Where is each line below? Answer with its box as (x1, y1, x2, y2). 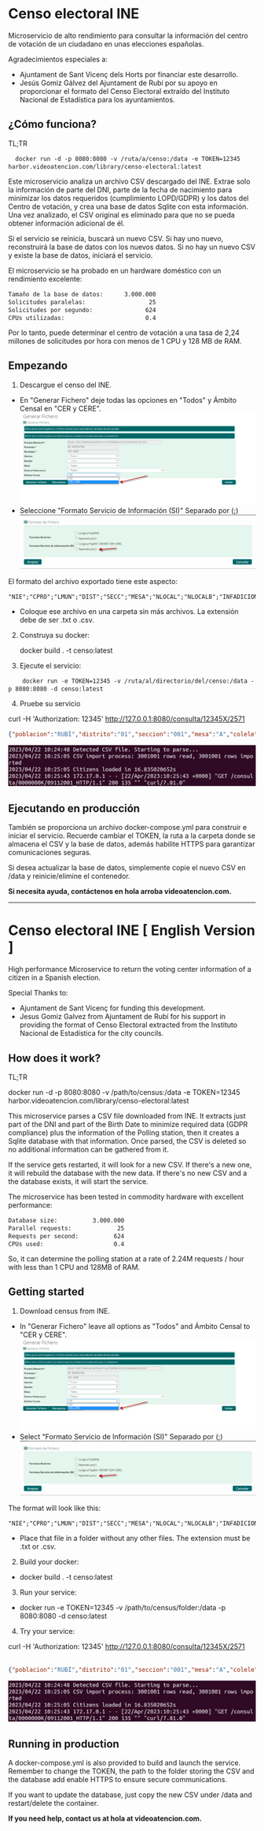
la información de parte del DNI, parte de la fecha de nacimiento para (8, 184, 233, 194)
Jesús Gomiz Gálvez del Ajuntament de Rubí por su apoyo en (19, 78, 218, 87)
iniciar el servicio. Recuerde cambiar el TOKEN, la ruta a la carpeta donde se (8, 831, 255, 840)
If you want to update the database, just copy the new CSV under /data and (8, 1790, 253, 1799)
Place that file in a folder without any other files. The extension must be (19, 1533, 251, 1543)
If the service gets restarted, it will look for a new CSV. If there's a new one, (8, 1159, 252, 1169)
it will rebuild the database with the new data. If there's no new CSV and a (8, 1168, 247, 1178)
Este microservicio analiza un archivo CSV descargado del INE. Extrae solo (8, 177, 251, 186)
